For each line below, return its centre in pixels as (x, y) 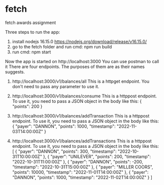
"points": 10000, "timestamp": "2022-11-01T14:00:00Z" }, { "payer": (80, 172)
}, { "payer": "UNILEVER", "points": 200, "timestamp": (97, 156)
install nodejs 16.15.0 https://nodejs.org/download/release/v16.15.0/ (79, 41)
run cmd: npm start (32, 52)
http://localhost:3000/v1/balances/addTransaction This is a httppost (81, 116)
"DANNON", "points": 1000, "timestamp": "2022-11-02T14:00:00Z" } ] (82, 177)
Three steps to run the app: (33, 32)
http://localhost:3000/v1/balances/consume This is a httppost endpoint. (84, 96)
